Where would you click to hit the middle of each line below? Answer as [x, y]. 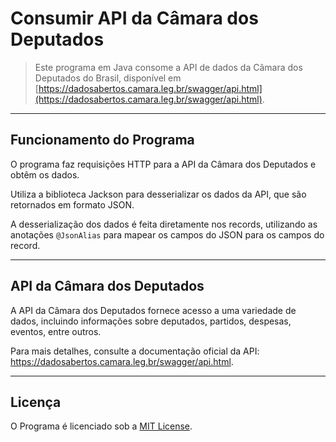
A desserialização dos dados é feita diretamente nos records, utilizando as [164, 224]
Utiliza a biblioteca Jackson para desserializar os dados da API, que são [158, 194]
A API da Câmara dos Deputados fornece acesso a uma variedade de [153, 310]
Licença [36, 402]
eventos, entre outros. [56, 331]
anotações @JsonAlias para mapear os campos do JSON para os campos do [167, 234]
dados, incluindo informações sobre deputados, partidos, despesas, [151, 321]
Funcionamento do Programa [102, 140]
